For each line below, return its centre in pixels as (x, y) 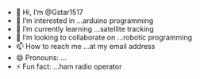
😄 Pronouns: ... (41, 58)
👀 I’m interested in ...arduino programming (85, 21)
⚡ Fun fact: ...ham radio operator (69, 66)
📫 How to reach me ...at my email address (85, 46)
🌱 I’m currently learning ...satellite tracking (85, 29)
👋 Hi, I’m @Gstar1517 (49, 12)
